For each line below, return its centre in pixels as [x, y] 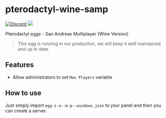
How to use [23, 93]
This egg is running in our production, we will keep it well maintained [89, 44]
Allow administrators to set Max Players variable [63, 77]
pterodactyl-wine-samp [57, 9]
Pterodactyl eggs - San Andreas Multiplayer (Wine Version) [67, 33]
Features [19, 65]
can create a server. [26, 110]
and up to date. [33, 49]
